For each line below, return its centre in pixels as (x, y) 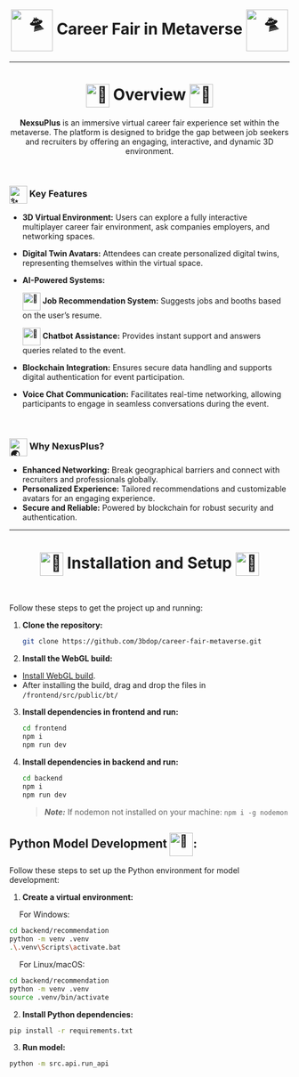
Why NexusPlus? (67, 447)
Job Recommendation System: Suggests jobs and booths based (162, 301)
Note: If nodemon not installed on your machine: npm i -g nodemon (166, 812)
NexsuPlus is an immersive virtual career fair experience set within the (149, 122)
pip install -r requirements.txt (71, 1031)
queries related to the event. (74, 351)
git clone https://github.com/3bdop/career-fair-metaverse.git (142, 642)
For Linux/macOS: (52, 964)
